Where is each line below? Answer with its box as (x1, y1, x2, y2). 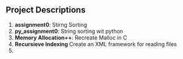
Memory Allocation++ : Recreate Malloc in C (14, 33, 127, 41)
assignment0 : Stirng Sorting (14, 21, 88, 28)
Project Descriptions (6, 5, 86, 15)
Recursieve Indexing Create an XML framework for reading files (14, 40, 177, 47)
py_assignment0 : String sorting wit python (14, 27, 124, 35)
